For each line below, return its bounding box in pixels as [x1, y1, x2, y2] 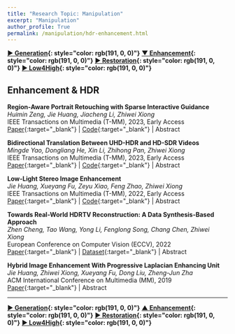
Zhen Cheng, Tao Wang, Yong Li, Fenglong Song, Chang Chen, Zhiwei [7, 225, 210, 234]
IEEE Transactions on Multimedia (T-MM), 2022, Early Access [7, 190, 185, 198]
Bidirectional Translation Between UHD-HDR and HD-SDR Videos [7, 139, 199, 147]
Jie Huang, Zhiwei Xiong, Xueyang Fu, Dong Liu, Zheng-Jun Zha [7, 269, 194, 277]
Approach [7, 218, 37, 226]
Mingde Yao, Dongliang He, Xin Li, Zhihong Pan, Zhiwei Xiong [7, 146, 185, 155]
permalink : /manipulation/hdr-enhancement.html [7, 29, 149, 37]
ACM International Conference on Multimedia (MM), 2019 [7, 276, 172, 284]
